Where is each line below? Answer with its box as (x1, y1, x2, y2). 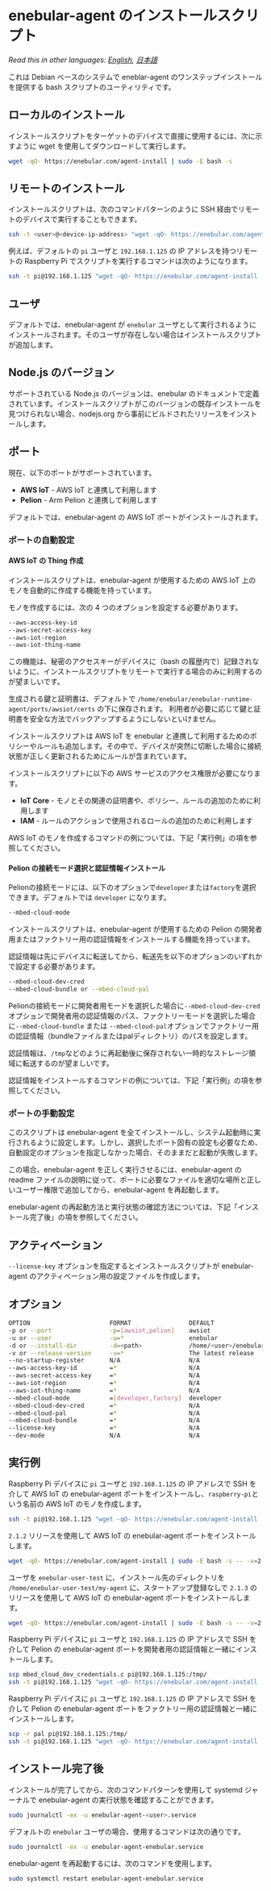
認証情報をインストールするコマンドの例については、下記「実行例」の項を (8, 1075, 256, 1085)
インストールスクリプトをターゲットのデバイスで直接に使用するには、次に (8, 131, 256, 140)
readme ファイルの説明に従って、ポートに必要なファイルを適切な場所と (8, 1175, 248, 1185)
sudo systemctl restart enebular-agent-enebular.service (8, 1874, 204, 1883)
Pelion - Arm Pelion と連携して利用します (19, 495, 158, 504)
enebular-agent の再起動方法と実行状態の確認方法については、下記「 (8, 1202, 238, 1212)
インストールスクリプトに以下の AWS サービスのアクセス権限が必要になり (8, 769, 254, 779)
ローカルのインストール (8, 108, 125, 122)
